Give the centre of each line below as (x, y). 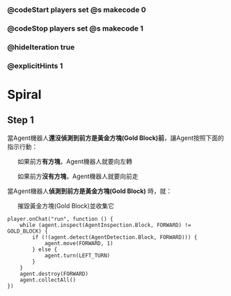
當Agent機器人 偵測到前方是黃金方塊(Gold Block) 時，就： (90, 191)
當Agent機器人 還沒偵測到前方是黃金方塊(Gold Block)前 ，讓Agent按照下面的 (116, 138)
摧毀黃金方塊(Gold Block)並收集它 (66, 205)
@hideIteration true (41, 47)
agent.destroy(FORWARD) (54, 274)
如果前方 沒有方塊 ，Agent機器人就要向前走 (78, 176)
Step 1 (21, 120)
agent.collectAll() (48, 280)
